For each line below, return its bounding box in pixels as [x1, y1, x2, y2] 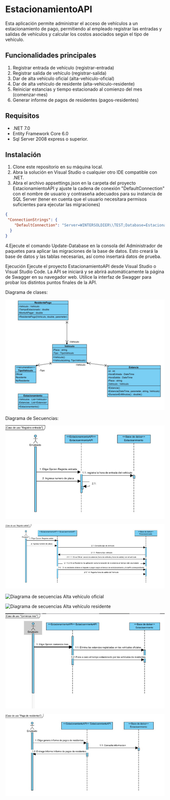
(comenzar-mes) [12, 91, 48, 97]
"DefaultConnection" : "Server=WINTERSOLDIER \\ [14, 223, 114, 228]
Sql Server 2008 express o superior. [12, 136, 89, 142]
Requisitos [5, 111, 39, 120]
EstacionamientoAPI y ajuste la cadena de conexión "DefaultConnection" [12, 185, 165, 192]
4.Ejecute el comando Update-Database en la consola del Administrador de [5, 242, 163, 249]
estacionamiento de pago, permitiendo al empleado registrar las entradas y [5, 25, 162, 31]
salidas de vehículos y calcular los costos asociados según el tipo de [5, 31, 149, 37]
